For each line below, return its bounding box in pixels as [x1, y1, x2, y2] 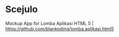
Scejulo [5, 4, 38, 15]
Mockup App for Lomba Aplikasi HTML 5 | [5, 20, 93, 26]
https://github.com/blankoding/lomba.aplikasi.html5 [5, 25, 114, 31]
